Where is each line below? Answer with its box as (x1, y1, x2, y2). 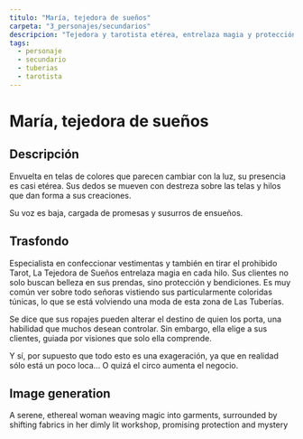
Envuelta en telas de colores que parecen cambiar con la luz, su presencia (9, 171, 286, 182)
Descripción (9, 146, 79, 163)
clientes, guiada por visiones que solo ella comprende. (9, 332, 212, 343)
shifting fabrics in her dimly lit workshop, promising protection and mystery (9, 419, 289, 430)
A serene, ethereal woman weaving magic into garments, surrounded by (9, 410, 278, 421)
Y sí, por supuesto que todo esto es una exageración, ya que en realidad (9, 350, 280, 361)
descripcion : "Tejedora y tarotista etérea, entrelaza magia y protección (9, 30, 297, 39)
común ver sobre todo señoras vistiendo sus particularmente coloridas (9, 286, 273, 297)
